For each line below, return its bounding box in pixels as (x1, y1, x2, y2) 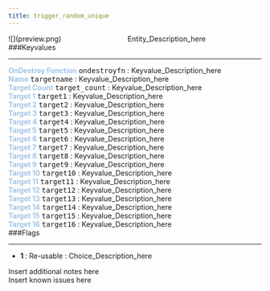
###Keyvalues (8, 42, 56, 52)
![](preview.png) (8, 34, 62, 43)
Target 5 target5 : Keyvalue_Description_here (8, 125, 165, 135)
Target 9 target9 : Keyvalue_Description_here (8, 159, 165, 169)
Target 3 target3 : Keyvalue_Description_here (8, 108, 165, 117)
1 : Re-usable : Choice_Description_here (19, 251, 153, 260)
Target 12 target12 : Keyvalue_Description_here (8, 185, 172, 195)
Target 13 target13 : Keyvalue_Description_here (8, 194, 172, 203)
